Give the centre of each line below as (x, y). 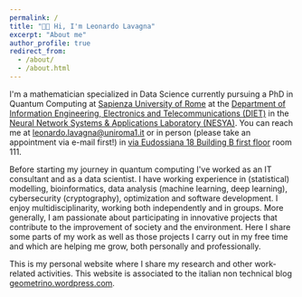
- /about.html (44, 69)
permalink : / (34, 18)
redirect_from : (38, 52)
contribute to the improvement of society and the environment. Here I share (150, 226)
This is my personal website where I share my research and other (131, 263)
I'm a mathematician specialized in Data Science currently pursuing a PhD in (151, 94)
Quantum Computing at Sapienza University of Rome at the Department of (148, 103)
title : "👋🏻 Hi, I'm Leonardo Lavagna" (82, 26)
